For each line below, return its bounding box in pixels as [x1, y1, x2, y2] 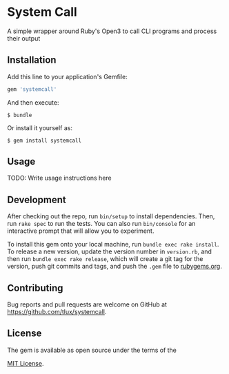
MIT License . [7, 359, 44, 367]
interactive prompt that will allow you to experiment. [7, 227, 155, 235]
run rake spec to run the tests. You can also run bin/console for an [7, 220, 196, 228]
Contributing [7, 282, 63, 293]
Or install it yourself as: [7, 123, 72, 132]
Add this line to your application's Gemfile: [7, 72, 128, 81]
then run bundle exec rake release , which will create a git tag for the [7, 255, 203, 263]
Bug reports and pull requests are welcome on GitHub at [7, 300, 168, 309]
